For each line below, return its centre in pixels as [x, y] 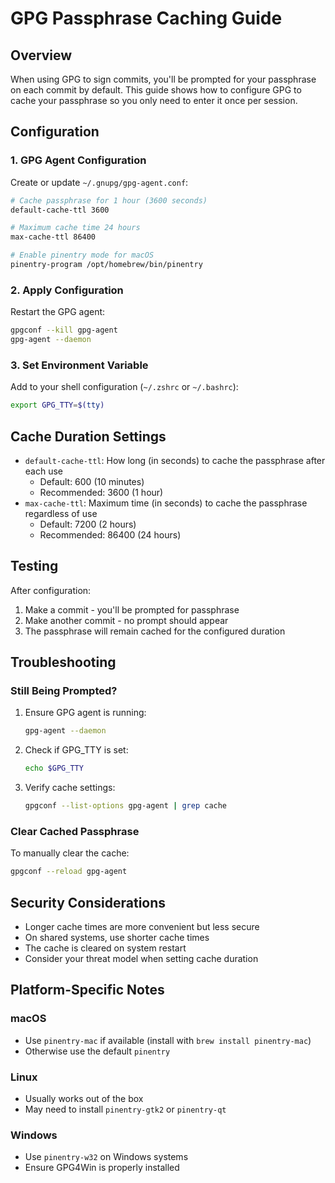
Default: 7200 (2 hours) [88, 524]
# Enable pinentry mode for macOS [82, 255]
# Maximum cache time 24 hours [75, 228]
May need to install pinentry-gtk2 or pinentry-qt [125, 1109]
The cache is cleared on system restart [105, 948]
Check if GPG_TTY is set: [76, 750]
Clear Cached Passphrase [75, 832]
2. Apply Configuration [67, 290]
